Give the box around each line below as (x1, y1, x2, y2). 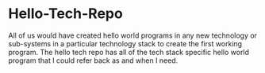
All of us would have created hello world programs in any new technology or (8, 31, 258, 40)
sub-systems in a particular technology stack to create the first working (8, 38, 243, 48)
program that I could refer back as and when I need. (8, 56, 179, 65)
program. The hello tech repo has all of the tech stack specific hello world (8, 47, 250, 57)
